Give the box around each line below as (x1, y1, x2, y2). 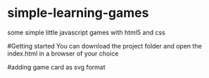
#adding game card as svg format (7, 63, 106, 71)
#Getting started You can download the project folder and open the (7, 41, 202, 50)
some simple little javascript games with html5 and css (7, 28, 165, 37)
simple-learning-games (7, 5, 149, 21)
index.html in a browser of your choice (7, 49, 119, 58)
